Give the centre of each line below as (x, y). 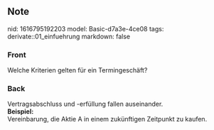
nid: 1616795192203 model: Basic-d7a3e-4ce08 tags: (86, 28)
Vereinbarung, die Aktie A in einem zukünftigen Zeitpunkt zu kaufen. (107, 119)
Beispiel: (21, 112)
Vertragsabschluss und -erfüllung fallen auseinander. (85, 104)
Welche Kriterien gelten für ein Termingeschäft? (77, 70)
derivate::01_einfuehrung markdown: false (69, 36)
